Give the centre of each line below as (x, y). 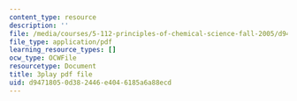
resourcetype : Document (53, 67)
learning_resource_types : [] (63, 50)
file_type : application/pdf (61, 42)
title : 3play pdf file (51, 75)
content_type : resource (53, 17)
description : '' (39, 25)
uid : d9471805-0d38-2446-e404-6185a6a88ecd (91, 83)
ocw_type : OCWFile (43, 58)
